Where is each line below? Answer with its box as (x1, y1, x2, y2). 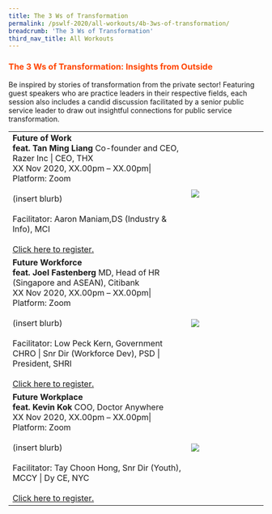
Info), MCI (12, 223, 51, 235)
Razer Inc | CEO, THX (12, 152, 94, 164)
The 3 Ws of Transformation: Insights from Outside (8, 62, 213, 73)
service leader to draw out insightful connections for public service (8, 105, 232, 115)
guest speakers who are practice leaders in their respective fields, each (8, 88, 248, 98)
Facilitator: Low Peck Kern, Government (12, 338, 164, 349)
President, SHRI (12, 358, 72, 369)
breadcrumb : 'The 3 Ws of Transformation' (8, 27, 154, 35)
